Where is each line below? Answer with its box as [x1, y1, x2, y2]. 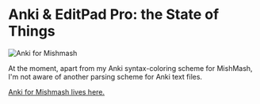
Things [8, 22, 55, 40]
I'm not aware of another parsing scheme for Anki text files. [8, 72, 203, 81]
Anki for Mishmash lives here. [8, 87, 105, 96]
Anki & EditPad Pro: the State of [8, 6, 220, 24]
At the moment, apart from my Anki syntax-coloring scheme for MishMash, [8, 63, 253, 72]
